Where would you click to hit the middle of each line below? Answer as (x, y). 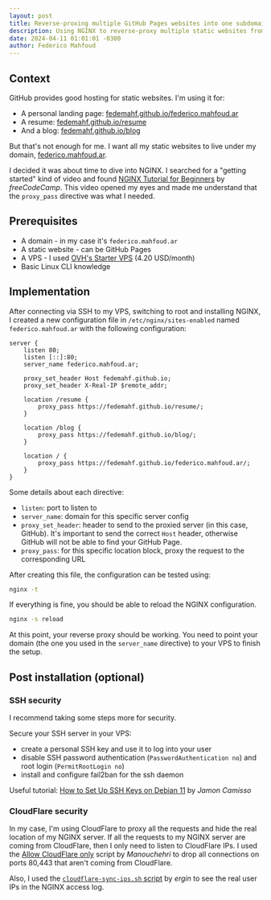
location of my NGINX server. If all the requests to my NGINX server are (127, 837)
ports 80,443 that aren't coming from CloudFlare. (91, 863)
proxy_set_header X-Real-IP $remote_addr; (96, 385)
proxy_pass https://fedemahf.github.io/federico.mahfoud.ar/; (144, 463)
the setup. (26, 652)
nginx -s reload (36, 620)
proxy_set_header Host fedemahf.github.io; (98, 378)
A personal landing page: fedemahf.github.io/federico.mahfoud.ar (129, 113)
